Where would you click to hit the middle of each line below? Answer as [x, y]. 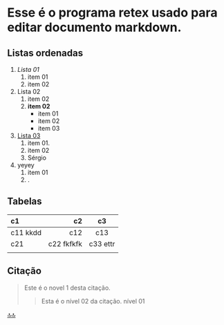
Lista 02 [29, 92]
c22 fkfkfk [65, 243]
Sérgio [37, 158]
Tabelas [25, 202]
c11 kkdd [26, 232]
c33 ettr [102, 243]
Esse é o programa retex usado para [112, 13]
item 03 [49, 128]
